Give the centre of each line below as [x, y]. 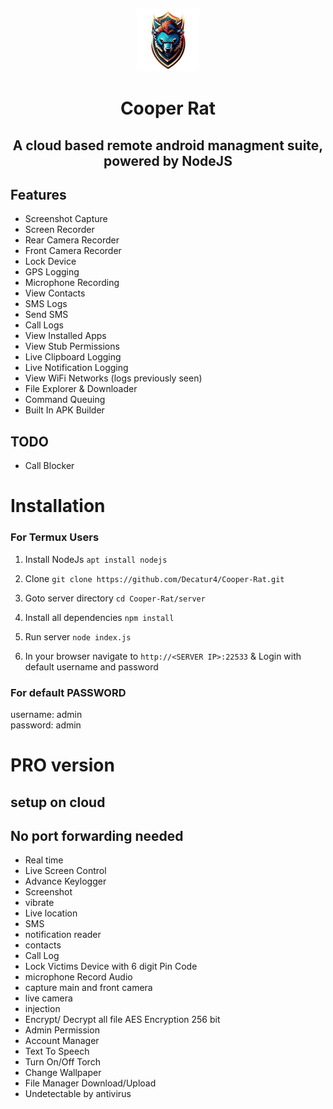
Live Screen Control [65, 871]
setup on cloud [58, 802]
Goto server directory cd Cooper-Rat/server [115, 598]
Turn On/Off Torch [62, 1062]
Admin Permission [62, 1030]
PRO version [62, 765]
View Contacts [55, 293]
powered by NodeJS [168, 160]
